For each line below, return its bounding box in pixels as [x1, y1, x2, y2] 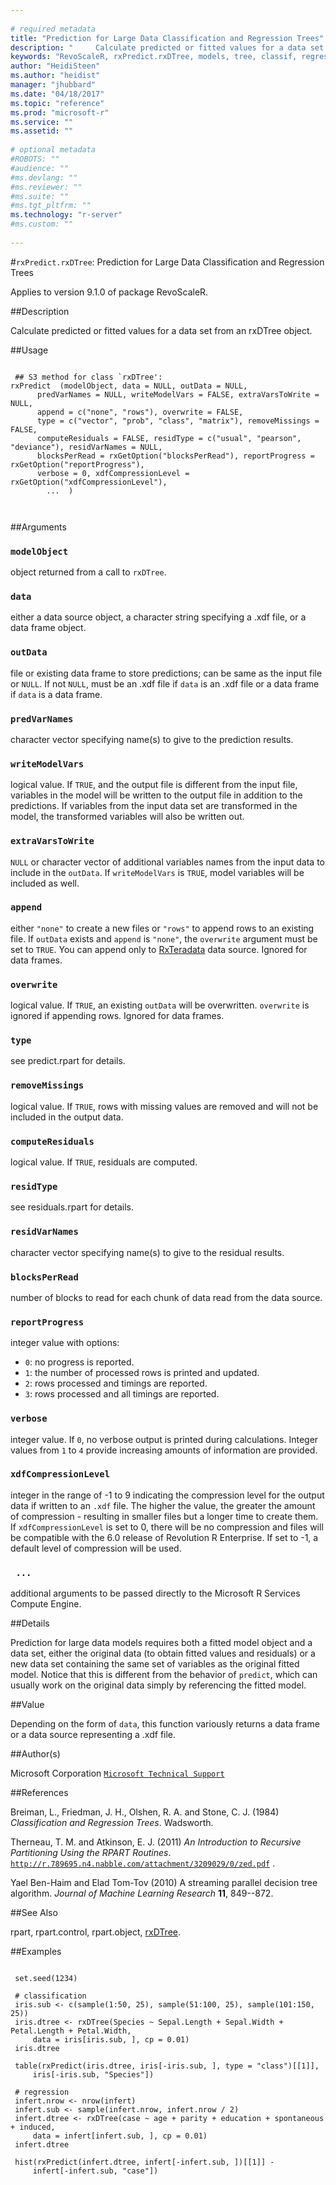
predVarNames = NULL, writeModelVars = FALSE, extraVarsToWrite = [36, 389, 320, 400]
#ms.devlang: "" [10, 172, 78, 183]
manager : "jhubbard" [10, 80, 97, 90]
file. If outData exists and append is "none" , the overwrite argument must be [10, 932, 318, 945]
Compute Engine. [10, 1598, 82, 1610]
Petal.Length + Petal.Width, [10, 2026, 132, 2036]
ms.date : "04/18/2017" [10, 89, 105, 99]
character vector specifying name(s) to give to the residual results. [10, 1246, 285, 1258]
